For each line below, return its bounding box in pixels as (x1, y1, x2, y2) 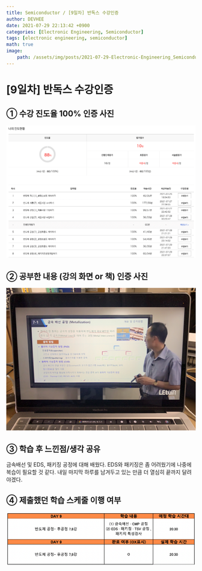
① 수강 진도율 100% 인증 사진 (6, 109, 114, 119)
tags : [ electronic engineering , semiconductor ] (6, 35, 128, 42)
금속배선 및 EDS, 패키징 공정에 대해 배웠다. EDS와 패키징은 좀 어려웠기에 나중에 (6, 461, 192, 468)
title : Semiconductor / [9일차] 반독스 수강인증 (6, 10, 119, 16)
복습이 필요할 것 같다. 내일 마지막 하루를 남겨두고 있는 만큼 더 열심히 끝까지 (6, 468, 181, 476)
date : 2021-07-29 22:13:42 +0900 (6, 22, 90, 28)
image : (6, 48, 23, 54)
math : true (6, 42, 34, 48)
